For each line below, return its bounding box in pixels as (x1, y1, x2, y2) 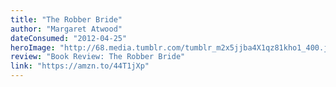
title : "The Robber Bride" (10, 14, 123, 25)
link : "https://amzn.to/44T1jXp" (10, 61, 150, 71)
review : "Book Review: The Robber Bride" (10, 52, 186, 62)
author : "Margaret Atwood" (10, 24, 123, 34)
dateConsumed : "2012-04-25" (10, 33, 128, 43)
